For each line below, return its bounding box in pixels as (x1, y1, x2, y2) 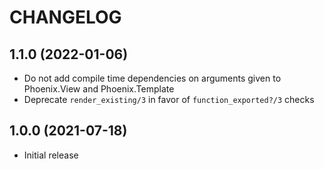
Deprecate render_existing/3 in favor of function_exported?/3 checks (23, 94, 315, 105)
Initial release (23, 149, 79, 161)
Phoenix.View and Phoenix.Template (23, 83, 175, 95)
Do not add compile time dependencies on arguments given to (23, 72, 282, 84)
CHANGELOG (9, 6, 122, 29)
